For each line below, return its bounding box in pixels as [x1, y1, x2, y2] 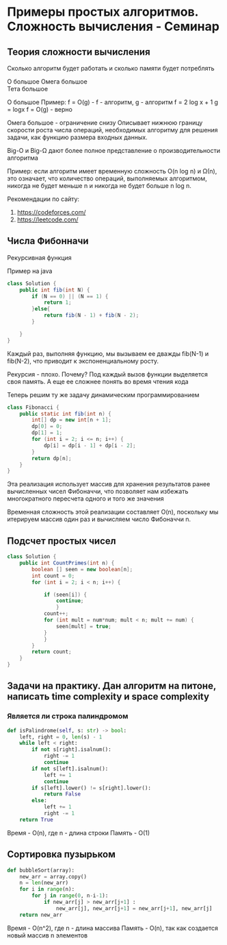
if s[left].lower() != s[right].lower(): [31, 785, 152, 791]
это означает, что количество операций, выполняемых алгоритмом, [7, 174, 207, 182]
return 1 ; [43, 299, 72, 306]
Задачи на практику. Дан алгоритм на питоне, [7, 680, 217, 692]
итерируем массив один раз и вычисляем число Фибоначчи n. [7, 515, 191, 523]
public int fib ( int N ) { [19, 286, 90, 294]
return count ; [31, 649, 72, 656]
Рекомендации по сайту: [7, 195, 80, 203]
